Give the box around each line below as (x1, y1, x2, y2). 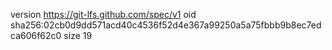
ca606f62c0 (10, 30, 62, 41)
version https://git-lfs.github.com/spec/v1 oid (10, 9, 197, 20)
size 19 (63, 30, 93, 41)
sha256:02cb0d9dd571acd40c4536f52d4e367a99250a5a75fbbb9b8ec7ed (10, 19, 322, 31)
